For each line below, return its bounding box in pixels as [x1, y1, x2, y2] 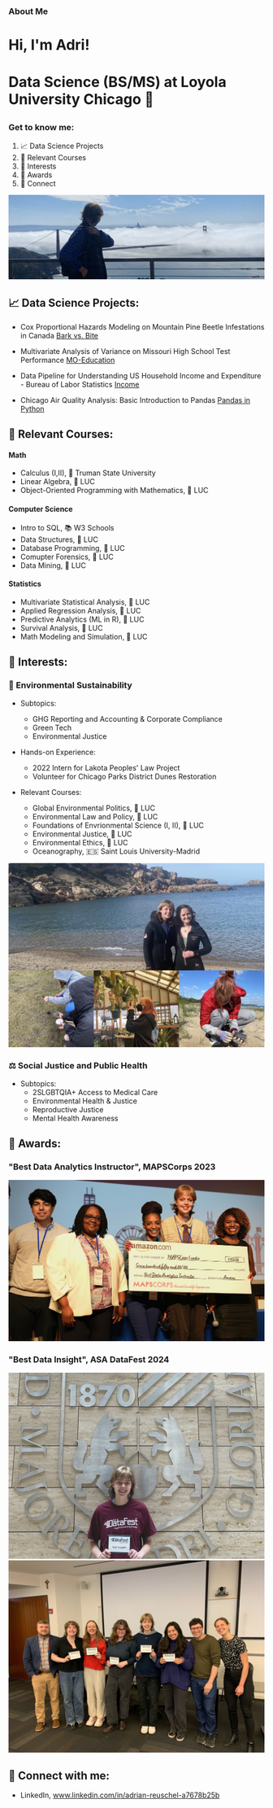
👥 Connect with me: [8, 1768, 110, 1783]
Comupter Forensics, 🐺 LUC [19, 552, 114, 561]
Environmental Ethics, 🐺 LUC [32, 837, 128, 847]
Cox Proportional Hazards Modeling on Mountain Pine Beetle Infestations [19, 321, 265, 331]
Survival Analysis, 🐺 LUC [19, 622, 103, 632]
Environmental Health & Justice [32, 1096, 138, 1106]
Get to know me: [8, 122, 75, 133]
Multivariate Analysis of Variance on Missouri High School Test [19, 346, 231, 356]
